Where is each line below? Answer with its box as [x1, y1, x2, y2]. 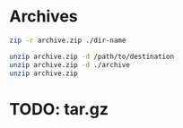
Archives [9, 6, 78, 27]
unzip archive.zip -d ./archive [9, 60, 130, 69]
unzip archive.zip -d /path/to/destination [9, 52, 175, 61]
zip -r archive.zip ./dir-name [9, 36, 126, 45]
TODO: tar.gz [9, 98, 109, 119]
